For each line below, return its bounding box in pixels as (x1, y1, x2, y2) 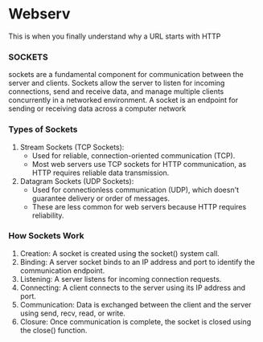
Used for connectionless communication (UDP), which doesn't (31, 185, 240, 194)
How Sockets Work (8, 230, 84, 242)
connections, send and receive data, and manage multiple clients (8, 87, 224, 96)
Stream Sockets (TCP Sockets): (19, 142, 125, 152)
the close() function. (19, 325, 88, 335)
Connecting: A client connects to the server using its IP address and (19, 283, 246, 292)
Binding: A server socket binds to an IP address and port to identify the (19, 257, 256, 267)
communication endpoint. (19, 266, 105, 275)
